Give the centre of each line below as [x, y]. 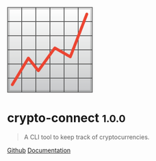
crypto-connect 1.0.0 [66, 118]
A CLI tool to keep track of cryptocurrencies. [87, 137]
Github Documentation [39, 150]
